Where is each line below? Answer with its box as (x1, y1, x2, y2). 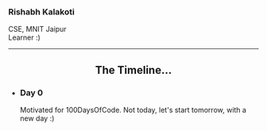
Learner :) (8, 33, 41, 42)
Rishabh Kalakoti (8, 6, 75, 17)
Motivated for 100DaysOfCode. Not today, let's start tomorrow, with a (19, 105, 246, 114)
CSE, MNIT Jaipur (8, 25, 67, 34)
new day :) (19, 114, 55, 123)
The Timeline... (95, 63, 172, 77)
